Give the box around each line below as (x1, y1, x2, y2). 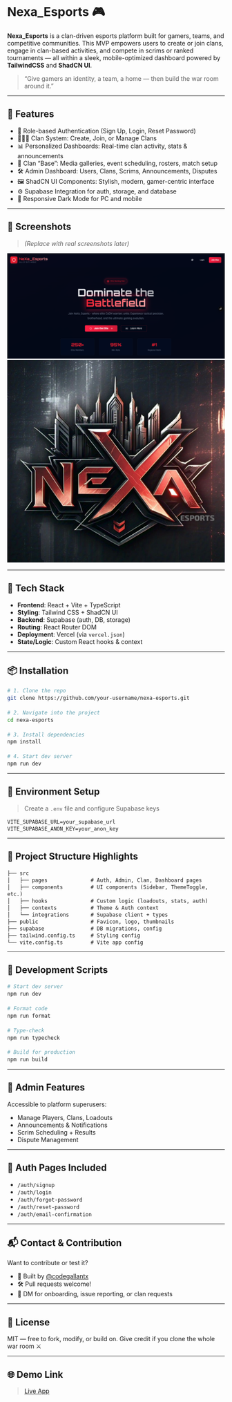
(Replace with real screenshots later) (23, 239, 130, 247)
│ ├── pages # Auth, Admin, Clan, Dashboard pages (7, 877, 202, 884)
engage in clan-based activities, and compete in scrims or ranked (7, 46, 194, 55)
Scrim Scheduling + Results (17, 1128, 96, 1136)
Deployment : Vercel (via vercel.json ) (17, 630, 126, 638)
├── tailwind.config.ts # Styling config (7, 932, 140, 939)
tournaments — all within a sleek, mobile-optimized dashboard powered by (7, 53, 221, 61)
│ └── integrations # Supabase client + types (7, 911, 168, 918)
